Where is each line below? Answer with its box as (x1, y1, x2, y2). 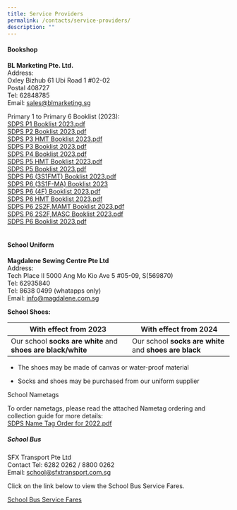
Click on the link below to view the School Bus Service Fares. (7, 481, 185, 490)
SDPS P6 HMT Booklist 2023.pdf (7, 195, 103, 203)
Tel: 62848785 (7, 91, 50, 99)
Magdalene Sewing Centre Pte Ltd (7, 256, 109, 265)
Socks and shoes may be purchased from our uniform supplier (17, 377, 200, 385)
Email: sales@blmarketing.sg (7, 98, 91, 107)
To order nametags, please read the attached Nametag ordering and (7, 403, 206, 413)
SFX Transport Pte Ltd (7, 453, 72, 461)
